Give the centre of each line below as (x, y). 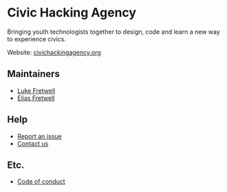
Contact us (33, 143)
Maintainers (34, 74)
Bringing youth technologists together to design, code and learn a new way (113, 32)
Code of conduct (41, 182)
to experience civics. (37, 39)
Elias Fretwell (36, 98)
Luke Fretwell (36, 90)
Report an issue (39, 136)
